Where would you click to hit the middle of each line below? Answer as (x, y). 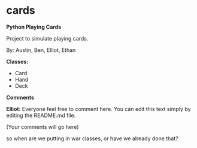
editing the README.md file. (41, 115)
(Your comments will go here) (43, 127)
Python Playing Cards (34, 27)
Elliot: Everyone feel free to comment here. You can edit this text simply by (99, 109)
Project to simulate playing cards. (47, 38)
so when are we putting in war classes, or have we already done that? (92, 138)
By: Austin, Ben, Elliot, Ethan (41, 50)
